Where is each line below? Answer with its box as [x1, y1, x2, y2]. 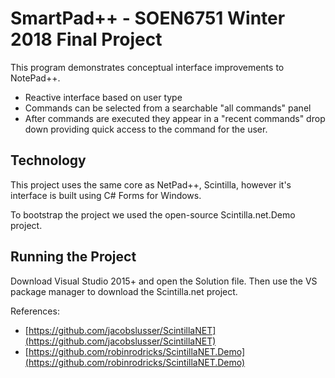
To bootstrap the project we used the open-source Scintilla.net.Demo [10, 208, 296, 221]
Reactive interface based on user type [24, 91, 183, 103]
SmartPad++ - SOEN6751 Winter [10, 7, 286, 30]
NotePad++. [10, 72, 61, 84]
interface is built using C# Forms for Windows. [10, 189, 202, 201]
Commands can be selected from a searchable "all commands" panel [24, 102, 312, 114]
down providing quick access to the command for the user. [24, 123, 268, 135]
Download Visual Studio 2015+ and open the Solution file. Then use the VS [10, 275, 318, 287]
